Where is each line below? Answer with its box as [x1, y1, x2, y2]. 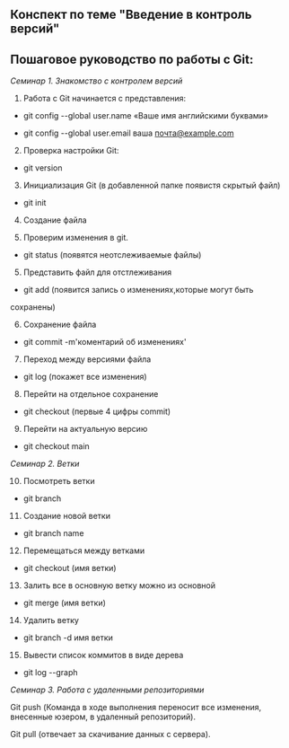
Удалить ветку [22, 615, 80, 626]
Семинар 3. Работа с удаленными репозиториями [10, 684, 205, 695]
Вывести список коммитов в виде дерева [22, 650, 184, 661]
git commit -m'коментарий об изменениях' [22, 337, 187, 348]
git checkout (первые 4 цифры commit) [22, 406, 171, 417]
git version [22, 163, 63, 173]
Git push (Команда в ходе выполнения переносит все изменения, [10, 702, 262, 713]
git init [22, 198, 47, 208]
